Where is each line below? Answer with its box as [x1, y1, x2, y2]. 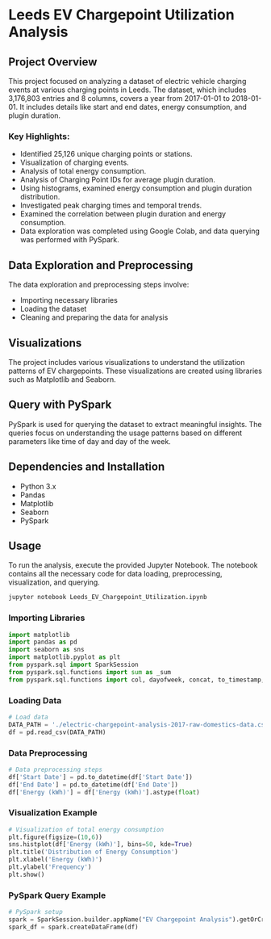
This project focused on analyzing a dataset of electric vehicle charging [8, 77, 247, 86]
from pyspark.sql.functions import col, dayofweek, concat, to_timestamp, [8, 676, 265, 684]
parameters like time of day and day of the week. [8, 436, 171, 446]
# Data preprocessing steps [8, 765, 103, 773]
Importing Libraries [8, 612, 85, 623]
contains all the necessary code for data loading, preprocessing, [8, 569, 223, 579]
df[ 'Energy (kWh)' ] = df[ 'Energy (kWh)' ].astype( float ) [8, 788, 200, 796]
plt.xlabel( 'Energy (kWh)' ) [8, 856, 103, 864]
